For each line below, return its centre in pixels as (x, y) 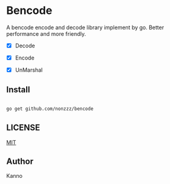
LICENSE (23, 128)
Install (18, 90)
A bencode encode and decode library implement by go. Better (85, 27)
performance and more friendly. (46, 33)
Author (20, 162)
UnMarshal (29, 70)
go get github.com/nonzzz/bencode (50, 109)
